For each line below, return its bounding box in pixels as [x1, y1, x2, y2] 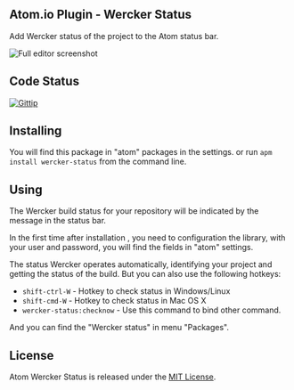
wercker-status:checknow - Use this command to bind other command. [21, 305, 282, 315]
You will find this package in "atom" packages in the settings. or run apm [9, 147, 273, 158]
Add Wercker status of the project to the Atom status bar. [9, 30, 219, 41]
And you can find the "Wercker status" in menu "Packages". [9, 322, 230, 333]
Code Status [9, 74, 80, 89]
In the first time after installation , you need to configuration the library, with [9, 232, 286, 243]
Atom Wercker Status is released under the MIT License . [9, 371, 216, 382]
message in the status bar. [9, 215, 107, 226]
